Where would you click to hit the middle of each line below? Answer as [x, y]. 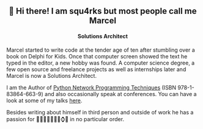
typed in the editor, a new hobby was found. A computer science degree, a [101, 63]
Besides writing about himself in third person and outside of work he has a [100, 112]
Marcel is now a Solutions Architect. [51, 75]
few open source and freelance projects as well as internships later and [96, 69]
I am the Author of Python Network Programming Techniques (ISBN [91, 87]
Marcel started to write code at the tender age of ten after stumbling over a [101, 50]
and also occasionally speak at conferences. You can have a [121, 94]
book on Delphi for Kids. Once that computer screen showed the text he [97, 56]
